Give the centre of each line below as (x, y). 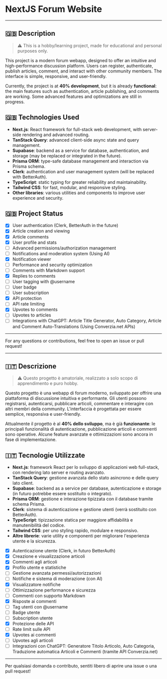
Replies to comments (34, 276)
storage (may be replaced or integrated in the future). (67, 155)
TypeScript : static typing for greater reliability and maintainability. (80, 182)
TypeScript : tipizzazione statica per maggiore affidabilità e (73, 520)
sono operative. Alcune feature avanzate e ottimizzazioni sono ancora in (79, 434)
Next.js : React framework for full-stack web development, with (77, 129)
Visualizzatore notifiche (37, 584)
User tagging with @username (43, 281)
